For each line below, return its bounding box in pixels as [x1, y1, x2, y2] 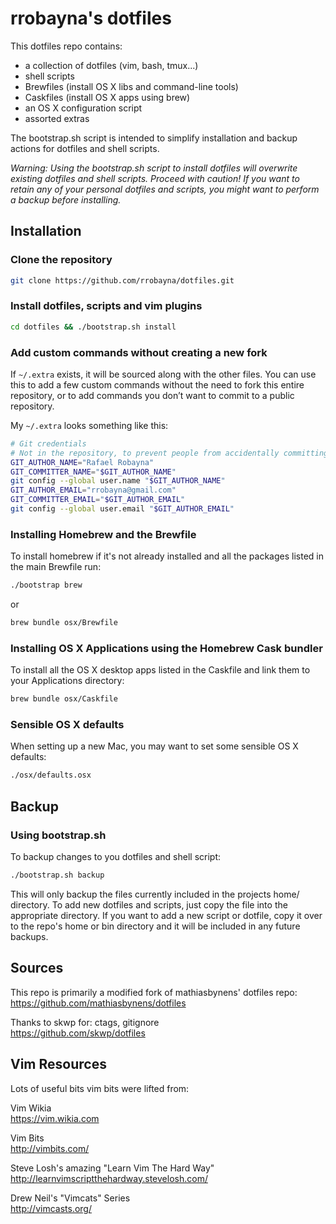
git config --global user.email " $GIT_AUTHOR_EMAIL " [10, 504, 235, 514]
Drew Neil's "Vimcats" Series [10, 1192, 131, 1204]
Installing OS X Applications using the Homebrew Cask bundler [10, 641, 323, 655]
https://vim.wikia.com [10, 1112, 100, 1124]
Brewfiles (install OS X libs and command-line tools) [24, 80, 239, 92]
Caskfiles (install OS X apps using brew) [24, 91, 191, 103]
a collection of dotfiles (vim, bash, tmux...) [24, 59, 199, 71]
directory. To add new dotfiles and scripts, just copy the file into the [10, 898, 288, 911]
